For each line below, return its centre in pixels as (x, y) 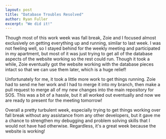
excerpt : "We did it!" (29, 24)
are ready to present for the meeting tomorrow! (54, 101)
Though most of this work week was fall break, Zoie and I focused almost (81, 38)
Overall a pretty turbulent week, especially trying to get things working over (83, 110)
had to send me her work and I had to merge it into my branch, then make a (83, 85)
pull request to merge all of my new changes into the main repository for (79, 90)
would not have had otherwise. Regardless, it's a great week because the (81, 126)
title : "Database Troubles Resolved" (44, 14)
